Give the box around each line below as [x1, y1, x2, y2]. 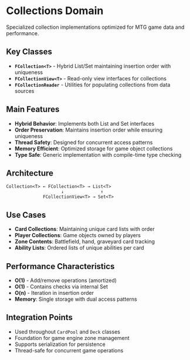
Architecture [6, 168, 54, 178]
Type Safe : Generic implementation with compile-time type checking [14, 151, 182, 158]
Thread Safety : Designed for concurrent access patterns [14, 139, 153, 146]
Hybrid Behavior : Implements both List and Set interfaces [14, 120, 155, 127]
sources [14, 87, 35, 95]
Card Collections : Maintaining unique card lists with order [14, 226, 155, 233]
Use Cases [6, 210, 46, 220]
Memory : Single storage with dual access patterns [14, 295, 137, 302]
